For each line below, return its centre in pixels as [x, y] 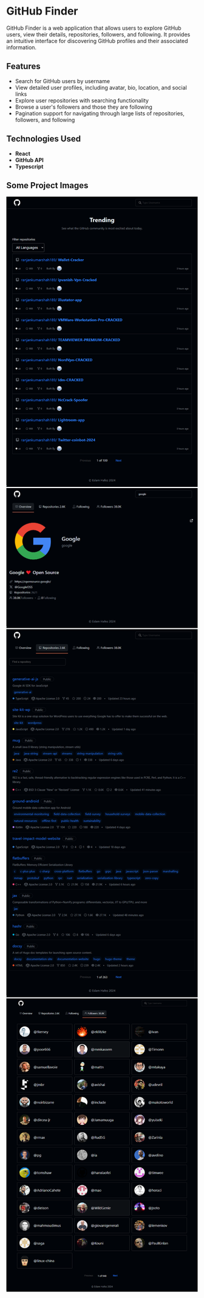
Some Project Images [47, 185]
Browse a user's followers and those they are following [84, 107]
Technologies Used [43, 139]
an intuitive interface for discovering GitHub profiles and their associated [97, 41]
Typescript [29, 166]
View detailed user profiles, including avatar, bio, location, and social [101, 87]
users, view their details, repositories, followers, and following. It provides [98, 34]
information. [22, 47]
